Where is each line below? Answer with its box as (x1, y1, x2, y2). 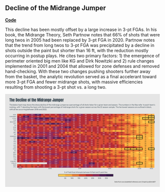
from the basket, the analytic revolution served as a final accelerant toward (5, 73, 157, 79)
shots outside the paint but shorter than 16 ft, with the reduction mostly (5, 47, 149, 53)
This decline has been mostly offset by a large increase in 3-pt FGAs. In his (5, 27, 157, 32)
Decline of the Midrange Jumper (5, 4, 107, 12)
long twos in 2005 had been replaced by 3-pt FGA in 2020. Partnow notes (5, 37, 155, 43)
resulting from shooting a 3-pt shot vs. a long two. (5, 84, 107, 90)
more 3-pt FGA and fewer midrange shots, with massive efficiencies (5, 79, 143, 85)
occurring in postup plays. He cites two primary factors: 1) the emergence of (5, 53, 160, 59)
